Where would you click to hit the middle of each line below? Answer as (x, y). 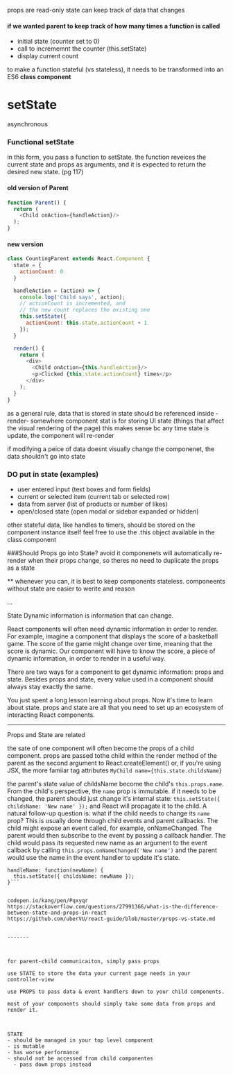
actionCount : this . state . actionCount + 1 (86, 323)
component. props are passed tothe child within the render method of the (112, 755)
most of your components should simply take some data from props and (111, 1004)
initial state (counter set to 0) (58, 42)
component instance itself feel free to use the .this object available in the (111, 532)
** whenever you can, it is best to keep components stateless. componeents (116, 581)
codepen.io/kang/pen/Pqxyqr (48, 900)
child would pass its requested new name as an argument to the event (107, 843)
